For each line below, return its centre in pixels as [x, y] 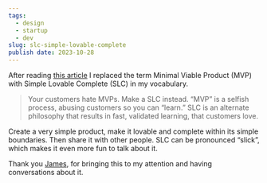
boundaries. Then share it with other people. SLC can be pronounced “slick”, [134, 140]
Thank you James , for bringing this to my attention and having [110, 164]
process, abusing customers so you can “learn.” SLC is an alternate [138, 107]
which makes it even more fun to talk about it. [83, 148]
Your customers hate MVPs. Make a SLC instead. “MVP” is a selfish [138, 99]
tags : [17, 16]
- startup [31, 30]
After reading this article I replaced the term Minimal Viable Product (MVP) [130, 75]
